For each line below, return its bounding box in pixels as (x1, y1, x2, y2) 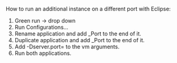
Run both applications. (14, 50, 72, 57)
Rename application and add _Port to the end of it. (14, 30, 141, 37)
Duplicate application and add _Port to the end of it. (14, 37, 145, 43)
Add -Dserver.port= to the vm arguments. (14, 43, 120, 50)
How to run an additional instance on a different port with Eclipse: (6, 6, 171, 12)
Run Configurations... (14, 24, 69, 31)
